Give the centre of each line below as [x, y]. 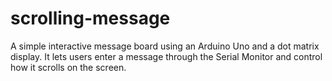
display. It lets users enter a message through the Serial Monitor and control [166, 56]
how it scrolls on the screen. [68, 67]
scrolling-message [90, 18]
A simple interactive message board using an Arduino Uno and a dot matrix [165, 46]
